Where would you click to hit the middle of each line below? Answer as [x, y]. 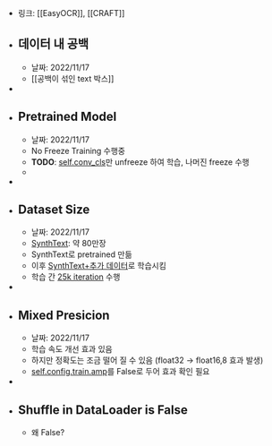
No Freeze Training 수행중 [78, 150]
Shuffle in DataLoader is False [102, 410]
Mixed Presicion [64, 315]
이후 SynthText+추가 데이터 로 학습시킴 [99, 266]
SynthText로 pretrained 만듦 [81, 254]
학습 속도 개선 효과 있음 [72, 349]
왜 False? [48, 433]
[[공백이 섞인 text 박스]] [72, 78]
